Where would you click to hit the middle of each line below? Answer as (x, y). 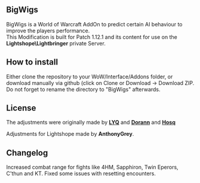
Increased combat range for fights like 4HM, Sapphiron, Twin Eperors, (92, 167)
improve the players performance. (48, 30)
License (21, 108)
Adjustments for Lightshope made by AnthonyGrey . (70, 134)
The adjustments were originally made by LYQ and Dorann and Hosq (91, 123)
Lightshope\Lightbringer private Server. (56, 43)
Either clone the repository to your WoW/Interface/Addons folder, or (90, 77)
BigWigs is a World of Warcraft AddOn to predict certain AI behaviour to (94, 24)
